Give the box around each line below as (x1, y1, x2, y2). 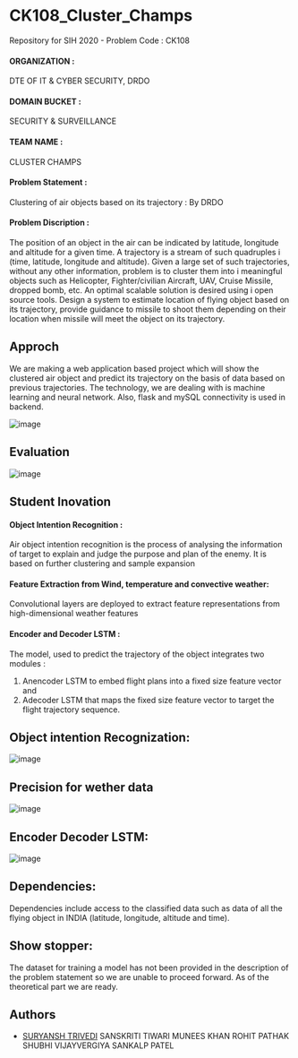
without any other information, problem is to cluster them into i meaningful (9, 265, 283, 276)
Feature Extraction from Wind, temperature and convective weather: (9, 579, 270, 589)
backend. (9, 400, 44, 412)
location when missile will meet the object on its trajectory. (9, 313, 226, 323)
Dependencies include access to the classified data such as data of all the (9, 902, 284, 914)
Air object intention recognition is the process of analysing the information (9, 539, 283, 550)
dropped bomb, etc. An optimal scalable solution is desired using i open (9, 284, 274, 296)
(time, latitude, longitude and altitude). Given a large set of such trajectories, (9, 256, 290, 267)
